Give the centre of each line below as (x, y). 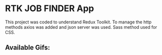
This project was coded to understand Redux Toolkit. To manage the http (78, 22)
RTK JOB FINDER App (50, 9)
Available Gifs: (28, 47)
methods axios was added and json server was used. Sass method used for (81, 27)
